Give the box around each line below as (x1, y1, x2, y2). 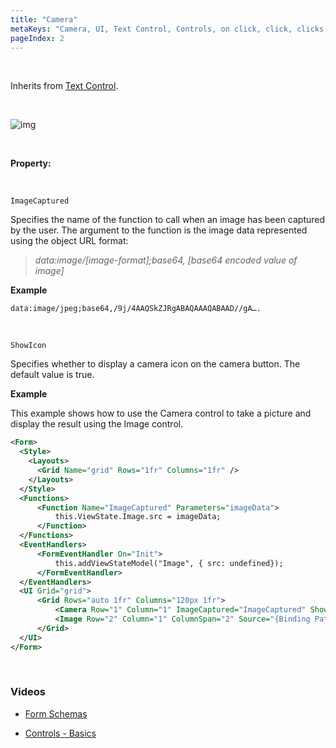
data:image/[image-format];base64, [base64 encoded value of (34, 254, 298, 266)
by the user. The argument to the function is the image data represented (10, 224, 308, 236)
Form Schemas (24, 707, 88, 720)
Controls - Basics (24, 727, 97, 739)
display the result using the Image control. (10, 418, 184, 430)
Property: (10, 157, 52, 170)
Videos (10, 685, 46, 699)
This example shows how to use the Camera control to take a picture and (10, 407, 312, 420)
